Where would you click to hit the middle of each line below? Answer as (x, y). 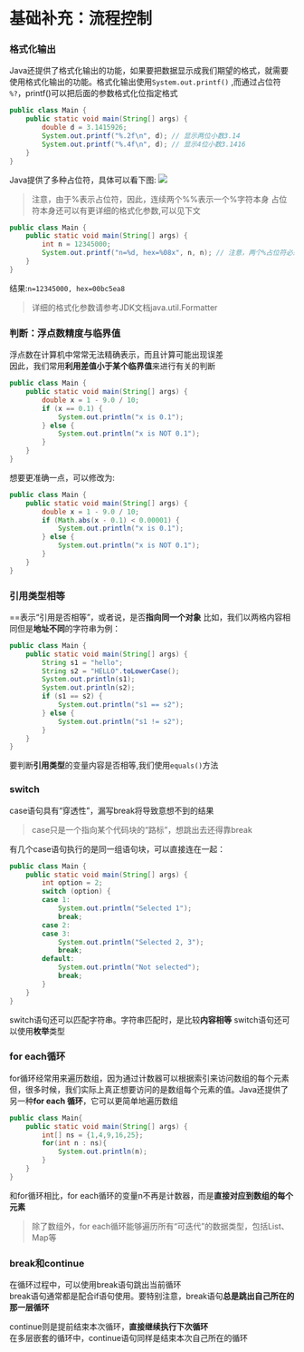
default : (58, 959)
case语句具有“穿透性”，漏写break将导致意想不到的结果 (112, 810)
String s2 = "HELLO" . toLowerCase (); (111, 671)
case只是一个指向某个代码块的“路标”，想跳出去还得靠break (142, 829)
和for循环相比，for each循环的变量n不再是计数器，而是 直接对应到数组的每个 (152, 1195)
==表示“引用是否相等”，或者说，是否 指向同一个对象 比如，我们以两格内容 (146, 617)
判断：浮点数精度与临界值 (65, 333)
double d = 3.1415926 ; (85, 128)
